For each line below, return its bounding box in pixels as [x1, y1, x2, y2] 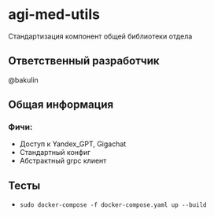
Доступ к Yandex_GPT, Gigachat [19, 139, 127, 149]
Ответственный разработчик [8, 54, 160, 68]
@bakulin [8, 75, 39, 84]
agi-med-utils [8, 6, 101, 24]
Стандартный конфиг [19, 148, 91, 157]
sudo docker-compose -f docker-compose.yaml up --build [19, 201, 207, 209]
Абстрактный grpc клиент [19, 156, 107, 166]
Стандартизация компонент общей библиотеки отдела [8, 31, 193, 41]
